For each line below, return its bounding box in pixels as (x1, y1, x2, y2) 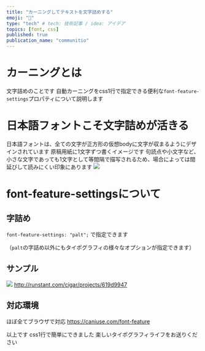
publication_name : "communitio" (6, 37, 89, 44)
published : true (6, 32, 48, 38)
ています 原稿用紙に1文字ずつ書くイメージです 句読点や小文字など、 (27, 148, 199, 155)
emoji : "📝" (6, 15, 34, 21)
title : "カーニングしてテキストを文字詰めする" (6, 9, 114, 15)
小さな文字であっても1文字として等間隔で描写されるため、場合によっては (6, 155, 190, 163)
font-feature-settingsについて (6, 187, 161, 201)
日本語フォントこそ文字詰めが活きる (6, 119, 189, 133)
